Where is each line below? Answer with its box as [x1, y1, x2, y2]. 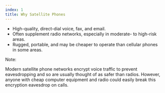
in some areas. [12, 47, 43, 53]
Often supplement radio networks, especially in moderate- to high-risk [12, 31, 157, 37]
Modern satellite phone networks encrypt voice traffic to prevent [5, 66, 138, 72]
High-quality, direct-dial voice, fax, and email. [12, 25, 106, 31]
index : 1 [5, 7, 23, 12]
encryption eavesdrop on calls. [5, 82, 69, 88]
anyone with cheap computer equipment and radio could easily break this [5, 77, 156, 83]
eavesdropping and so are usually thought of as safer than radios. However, [5, 71, 161, 77]
